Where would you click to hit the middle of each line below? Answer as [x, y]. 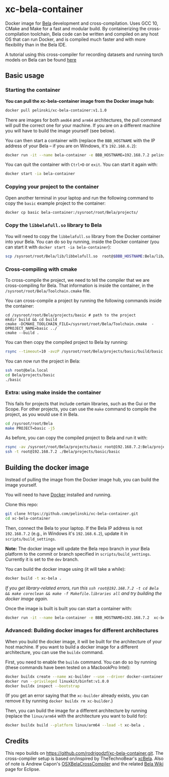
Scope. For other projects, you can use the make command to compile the [81, 409]
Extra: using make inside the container [53, 393]
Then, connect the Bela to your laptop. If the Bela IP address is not [74, 528]
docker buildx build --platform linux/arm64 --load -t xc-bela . [75, 725]
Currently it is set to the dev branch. [42, 559]
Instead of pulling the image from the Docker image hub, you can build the [82, 480]
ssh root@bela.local [27, 370]
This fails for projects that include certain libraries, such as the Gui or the [81, 403]
